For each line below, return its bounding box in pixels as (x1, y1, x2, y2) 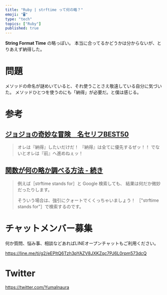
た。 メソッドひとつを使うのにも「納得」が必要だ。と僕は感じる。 (5, 89, 142, 95)
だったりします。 (17, 186, 52, 192)
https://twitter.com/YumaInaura (5, 284, 70, 290)
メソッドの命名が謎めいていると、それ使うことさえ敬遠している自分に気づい (5, 83, 162, 89)
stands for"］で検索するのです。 (17, 203, 84, 209)
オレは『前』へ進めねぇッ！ (26, 150, 83, 156)
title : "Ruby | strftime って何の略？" (5, 7, 83, 12)
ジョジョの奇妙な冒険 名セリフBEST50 (5, 130, 129, 139)
